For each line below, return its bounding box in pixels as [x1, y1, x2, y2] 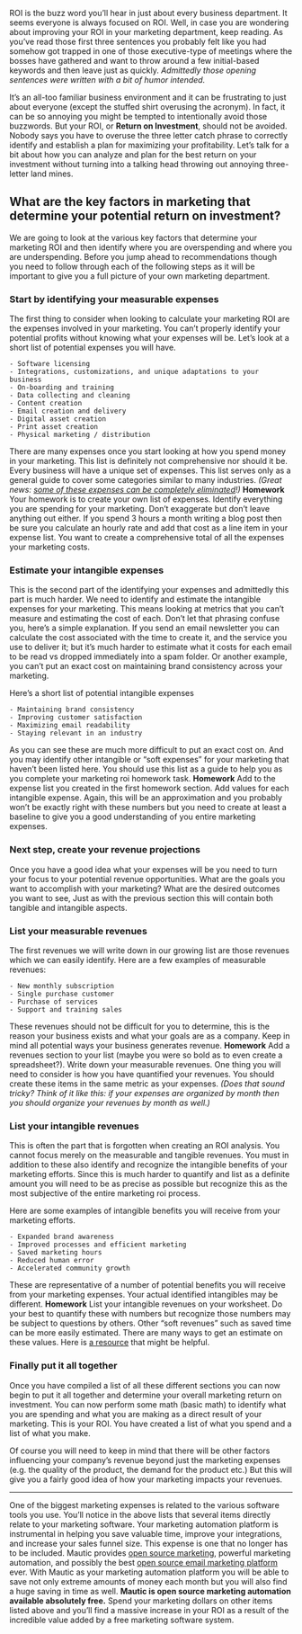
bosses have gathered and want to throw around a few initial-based [9, 56, 260, 66]
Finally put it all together [9, 1360, 118, 1372]
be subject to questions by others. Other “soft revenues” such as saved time [9, 1317, 292, 1329]
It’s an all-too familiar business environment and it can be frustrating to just [9, 92, 287, 103]
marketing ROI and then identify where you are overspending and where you [9, 242, 293, 253]
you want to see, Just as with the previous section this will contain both [9, 892, 274, 903]
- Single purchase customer [9, 989, 115, 998]
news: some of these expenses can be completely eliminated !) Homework [9, 485, 285, 496]
